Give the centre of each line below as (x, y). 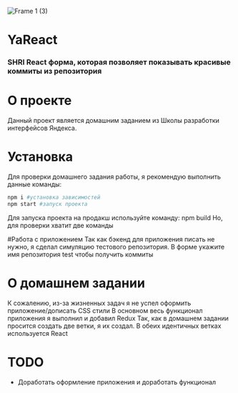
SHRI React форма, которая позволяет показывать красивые (119, 62)
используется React (38, 333)
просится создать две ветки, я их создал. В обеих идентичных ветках (114, 326)
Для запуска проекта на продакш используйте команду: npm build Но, (115, 217)
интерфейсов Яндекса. (42, 128)
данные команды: (35, 184)
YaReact (33, 40)
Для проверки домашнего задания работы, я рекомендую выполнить (114, 176)
